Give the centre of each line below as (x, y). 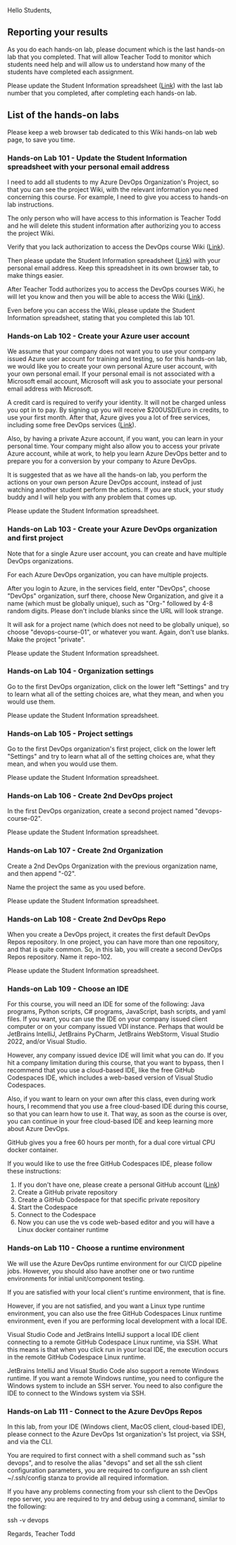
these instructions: (34, 1171)
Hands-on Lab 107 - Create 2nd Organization (85, 850)
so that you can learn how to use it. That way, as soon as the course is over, (117, 1114)
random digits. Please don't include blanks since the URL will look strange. (116, 611)
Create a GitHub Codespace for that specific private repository (108, 1200)
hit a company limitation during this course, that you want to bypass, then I (116, 1063)
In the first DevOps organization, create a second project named (100, 811)
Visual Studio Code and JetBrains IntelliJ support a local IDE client (103, 1334)
